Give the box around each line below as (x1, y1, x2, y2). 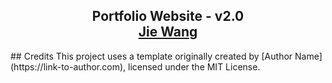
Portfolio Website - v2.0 (91, 8, 245, 25)
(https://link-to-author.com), (10, 60, 127, 73)
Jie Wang (138, 24, 198, 41)
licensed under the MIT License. (128, 60, 261, 73)
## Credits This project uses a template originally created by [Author (10, 50, 293, 62)
